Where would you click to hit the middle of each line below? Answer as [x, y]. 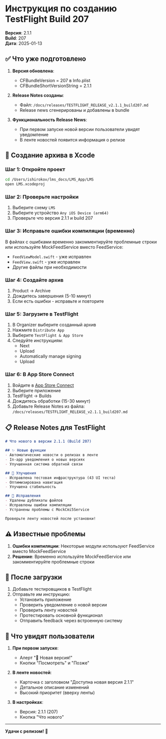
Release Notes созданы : [38, 95]
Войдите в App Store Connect [43, 385]
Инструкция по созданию [61, 9]
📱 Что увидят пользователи [50, 636]
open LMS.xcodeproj [25, 184]
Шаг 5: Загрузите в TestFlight [42, 314]
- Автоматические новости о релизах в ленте [52, 455]
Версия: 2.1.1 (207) [39, 712]
